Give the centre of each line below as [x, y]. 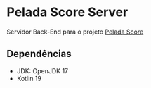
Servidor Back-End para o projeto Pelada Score [75, 32]
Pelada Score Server [67, 12]
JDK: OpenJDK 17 [42, 70]
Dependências [39, 54]
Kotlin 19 [29, 78]
